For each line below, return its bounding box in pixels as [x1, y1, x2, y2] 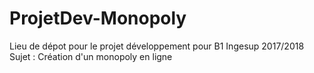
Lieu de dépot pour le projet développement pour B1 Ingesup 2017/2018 [9, 40, 305, 52]
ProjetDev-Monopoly [9, 7, 187, 30]
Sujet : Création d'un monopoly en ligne [9, 50, 173, 62]
